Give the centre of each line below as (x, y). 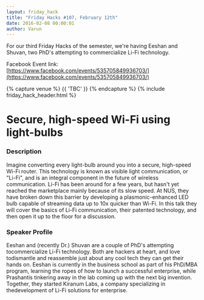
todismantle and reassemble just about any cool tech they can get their (95, 258)
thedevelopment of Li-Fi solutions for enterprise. (67, 290)
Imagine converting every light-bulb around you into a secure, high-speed (99, 165)
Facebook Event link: (32, 64)
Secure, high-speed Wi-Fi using (88, 120)
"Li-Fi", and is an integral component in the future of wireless (83, 178)
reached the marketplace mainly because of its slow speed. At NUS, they (98, 190)
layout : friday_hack (32, 12)
